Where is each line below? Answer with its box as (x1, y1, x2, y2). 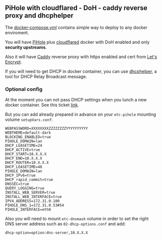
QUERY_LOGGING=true (5, 186, 45, 191)
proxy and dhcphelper (5, 12, 74, 20)
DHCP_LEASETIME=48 (5, 164, 42, 170)
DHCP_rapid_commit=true (5, 178, 54, 182)
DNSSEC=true (5, 181, 29, 187)
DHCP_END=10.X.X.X (5, 156, 42, 161)
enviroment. (5, 29, 29, 36)
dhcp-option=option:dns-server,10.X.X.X (5, 230, 89, 236)
